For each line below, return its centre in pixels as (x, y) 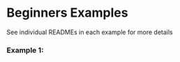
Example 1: (25, 50)
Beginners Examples (67, 13)
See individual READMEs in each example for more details (90, 32)
